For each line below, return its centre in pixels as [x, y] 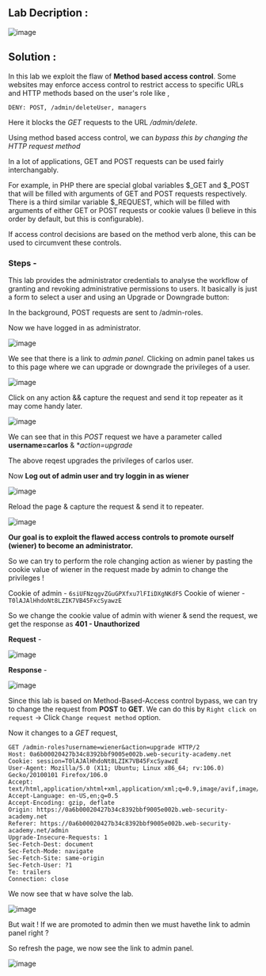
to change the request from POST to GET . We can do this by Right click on [133, 709]
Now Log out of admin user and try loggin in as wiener [99, 475]
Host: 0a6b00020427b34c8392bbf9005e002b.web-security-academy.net [120, 754]
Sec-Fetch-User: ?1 [40, 865]
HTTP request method [44, 146]
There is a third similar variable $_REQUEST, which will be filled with [119, 202]
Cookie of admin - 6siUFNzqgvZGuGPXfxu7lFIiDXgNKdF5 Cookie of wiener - [127, 593]
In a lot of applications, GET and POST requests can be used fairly [116, 161]
